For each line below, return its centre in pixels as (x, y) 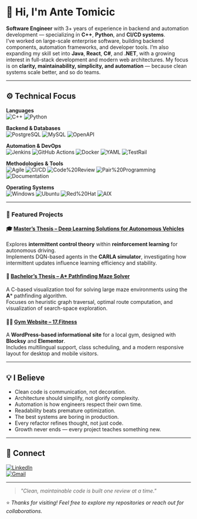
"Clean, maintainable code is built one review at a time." (89, 491)
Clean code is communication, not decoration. (70, 392)
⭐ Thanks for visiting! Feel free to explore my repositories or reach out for (95, 503)
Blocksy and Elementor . (36, 341)
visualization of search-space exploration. (57, 308)
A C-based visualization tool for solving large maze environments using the (97, 290)
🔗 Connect (26, 453)
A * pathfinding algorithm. (37, 296)
